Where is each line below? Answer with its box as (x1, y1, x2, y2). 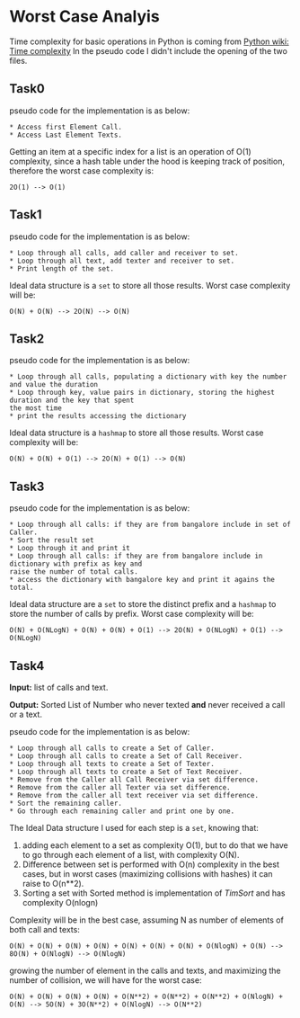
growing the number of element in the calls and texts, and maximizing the (9, 965, 281, 976)
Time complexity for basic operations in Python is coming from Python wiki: (9, 36, 289, 47)
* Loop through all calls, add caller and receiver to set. (9, 248, 240, 257)
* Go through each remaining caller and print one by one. (9, 807, 235, 816)
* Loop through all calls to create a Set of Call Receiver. (9, 752, 243, 761)
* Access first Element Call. (9, 122, 123, 131)
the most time (9, 404, 63, 413)
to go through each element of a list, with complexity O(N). (22, 850, 240, 860)
